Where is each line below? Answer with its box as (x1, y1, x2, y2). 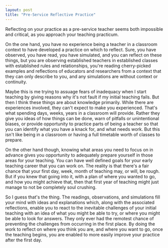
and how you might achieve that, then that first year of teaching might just (5, 179, 159, 185)
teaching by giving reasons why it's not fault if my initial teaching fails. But (5, 94, 159, 100)
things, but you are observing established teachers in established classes (5, 57, 158, 63)
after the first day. (5, 237, 42, 243)
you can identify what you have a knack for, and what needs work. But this (5, 126, 160, 132)
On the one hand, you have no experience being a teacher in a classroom (5, 41, 158, 47)
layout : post (5, 7, 33, 13)
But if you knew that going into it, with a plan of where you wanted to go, (5, 173, 156, 179)
